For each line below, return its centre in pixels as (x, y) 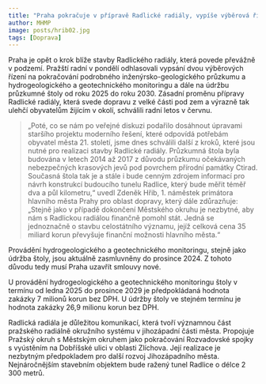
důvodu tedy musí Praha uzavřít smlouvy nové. (85, 267)
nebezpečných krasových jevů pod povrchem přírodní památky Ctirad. (142, 168)
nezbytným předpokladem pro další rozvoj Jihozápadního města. (114, 356)
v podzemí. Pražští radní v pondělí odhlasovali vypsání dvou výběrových (126, 69)
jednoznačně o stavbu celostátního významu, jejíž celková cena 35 (137, 227)
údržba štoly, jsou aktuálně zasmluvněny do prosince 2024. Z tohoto (120, 258)
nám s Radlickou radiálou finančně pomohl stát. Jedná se (121, 218)
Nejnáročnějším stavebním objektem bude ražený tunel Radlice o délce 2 (127, 365)
